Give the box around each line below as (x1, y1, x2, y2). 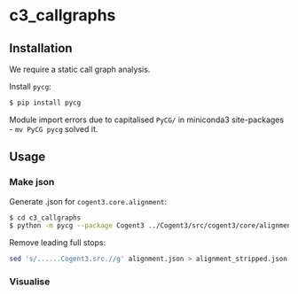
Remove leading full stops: (9, 237, 106, 248)
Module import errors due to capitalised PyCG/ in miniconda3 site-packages (9, 114, 285, 125)
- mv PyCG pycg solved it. (9, 123, 98, 134)
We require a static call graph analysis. (9, 64, 151, 74)
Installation (9, 41, 73, 56)
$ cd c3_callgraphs (9, 213, 82, 222)
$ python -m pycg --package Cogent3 (9, 221, 145, 230)
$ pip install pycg (9, 98, 82, 107)
